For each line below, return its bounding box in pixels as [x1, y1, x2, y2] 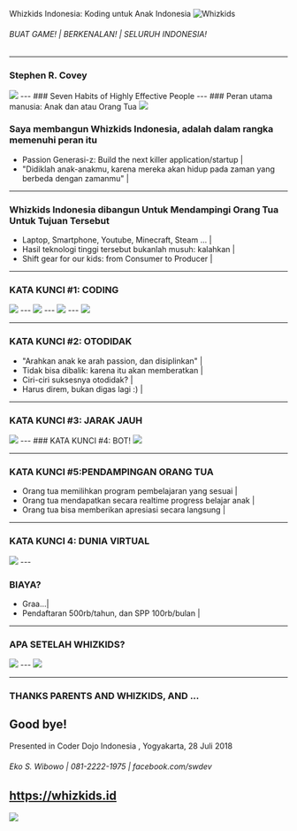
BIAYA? [9, 578, 42, 590]
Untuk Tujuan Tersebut [9, 214, 110, 227]
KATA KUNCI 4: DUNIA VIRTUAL [9, 535, 150, 548]
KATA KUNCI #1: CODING [9, 284, 119, 296]
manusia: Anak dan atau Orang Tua [9, 101, 137, 112]
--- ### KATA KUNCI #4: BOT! [19, 435, 131, 446]
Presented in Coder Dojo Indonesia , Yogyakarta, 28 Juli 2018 [9, 740, 232, 751]
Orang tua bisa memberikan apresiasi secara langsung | [21, 504, 226, 515]
